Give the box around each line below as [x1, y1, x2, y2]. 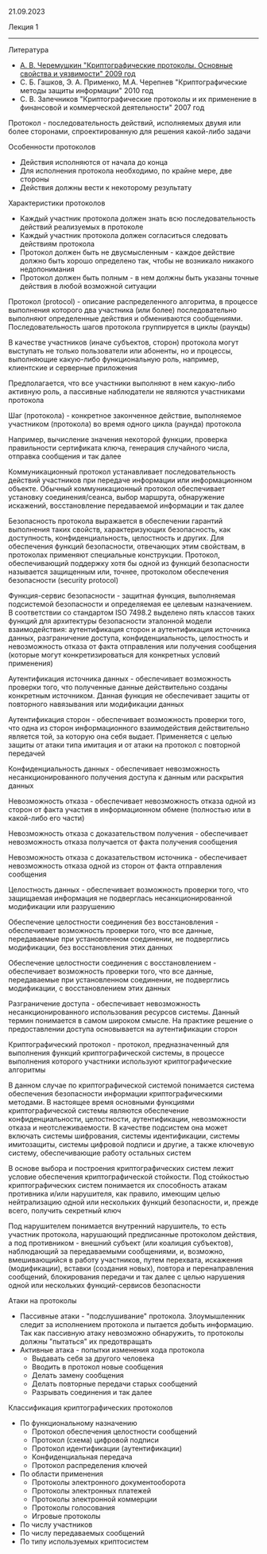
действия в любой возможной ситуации [19, 282, 157, 291]
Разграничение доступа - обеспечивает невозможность [8, 999, 201, 1008]
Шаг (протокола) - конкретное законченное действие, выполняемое [8, 411, 242, 420]
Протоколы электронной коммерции [31, 1494, 157, 1504]
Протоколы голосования [31, 1503, 115, 1512]
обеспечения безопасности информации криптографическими [8, 1089, 222, 1098]
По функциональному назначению [19, 1419, 137, 1427]
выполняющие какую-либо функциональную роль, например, [8, 354, 220, 364]
